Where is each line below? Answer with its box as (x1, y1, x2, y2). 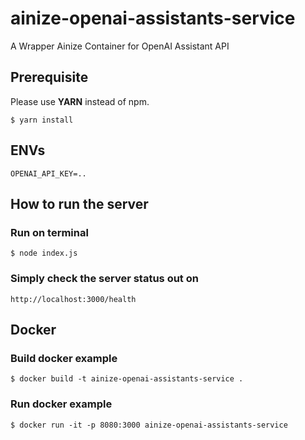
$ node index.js (10, 248, 78, 259)
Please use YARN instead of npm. (10, 95, 150, 107)
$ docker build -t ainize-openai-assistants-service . (10, 374, 244, 384)
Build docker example (10, 351, 118, 365)
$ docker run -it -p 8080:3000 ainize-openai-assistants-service (10, 420, 288, 430)
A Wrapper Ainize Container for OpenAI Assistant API (10, 40, 230, 52)
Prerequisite (10, 69, 89, 86)
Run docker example (10, 397, 113, 411)
